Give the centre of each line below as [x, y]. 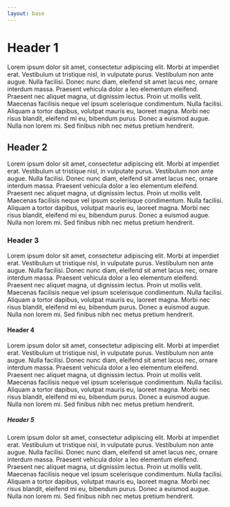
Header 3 [23, 240]
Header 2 [28, 147]
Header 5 [21, 420]
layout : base [26, 13]
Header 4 [21, 330]
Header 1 [33, 47]
